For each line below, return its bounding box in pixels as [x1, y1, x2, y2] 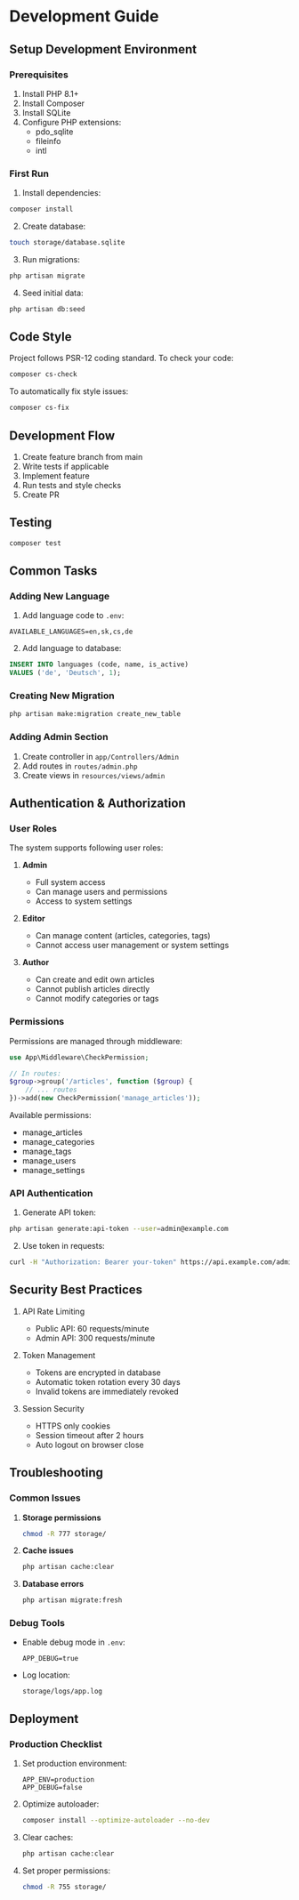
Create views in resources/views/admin [21, 769, 166, 780]
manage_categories [21, 1137, 95, 1147]
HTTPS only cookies [35, 1421, 111, 1431]
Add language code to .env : [21, 610, 125, 621]
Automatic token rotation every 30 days [35, 1376, 181, 1387]
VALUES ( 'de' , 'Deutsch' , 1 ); [9, 669, 122, 678]
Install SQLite [21, 107, 71, 117]
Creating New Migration [9, 689, 115, 702]
